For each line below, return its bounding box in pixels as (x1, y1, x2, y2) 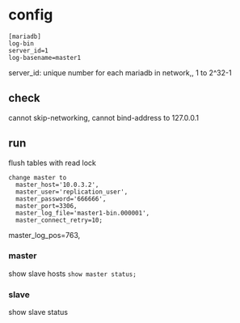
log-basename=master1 (8, 53, 82, 62)
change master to (8, 173, 67, 181)
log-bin (8, 39, 35, 48)
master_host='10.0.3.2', (15, 181, 99, 189)
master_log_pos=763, (8, 230, 81, 240)
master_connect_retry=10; (15, 216, 103, 224)
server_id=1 (8, 46, 48, 54)
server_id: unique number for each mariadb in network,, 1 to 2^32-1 (8, 67, 232, 78)
